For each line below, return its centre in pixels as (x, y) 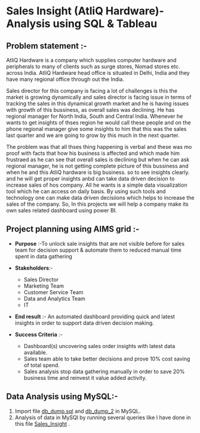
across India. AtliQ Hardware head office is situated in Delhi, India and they (98, 73)
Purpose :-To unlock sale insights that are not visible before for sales (100, 243)
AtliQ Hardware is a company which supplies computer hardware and (91, 60)
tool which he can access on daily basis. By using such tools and (86, 191)
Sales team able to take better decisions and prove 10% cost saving (107, 359)
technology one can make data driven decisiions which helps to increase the (101, 198)
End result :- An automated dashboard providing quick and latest (95, 316)
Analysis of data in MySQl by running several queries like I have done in (103, 417)
